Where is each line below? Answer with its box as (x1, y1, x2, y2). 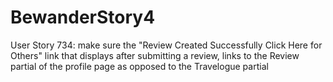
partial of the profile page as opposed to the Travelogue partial (10, 60, 269, 72)
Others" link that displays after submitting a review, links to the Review (10, 49, 300, 61)
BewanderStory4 (10, 6, 156, 29)
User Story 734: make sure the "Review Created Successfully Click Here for (10, 39, 323, 51)
